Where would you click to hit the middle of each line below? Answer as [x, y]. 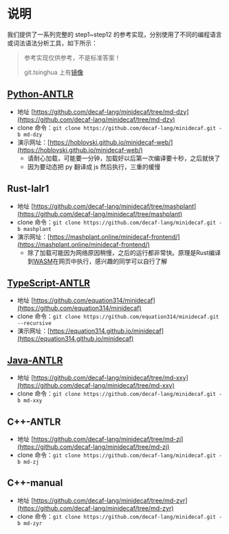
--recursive [34, 324]
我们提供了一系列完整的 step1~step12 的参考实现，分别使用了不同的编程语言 [115, 34]
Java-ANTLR [35, 360]
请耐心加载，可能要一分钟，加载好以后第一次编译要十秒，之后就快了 [124, 158]
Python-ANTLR [40, 94]
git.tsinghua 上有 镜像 [54, 72]
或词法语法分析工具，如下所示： [52, 43]
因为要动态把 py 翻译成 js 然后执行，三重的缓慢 [94, 166]
